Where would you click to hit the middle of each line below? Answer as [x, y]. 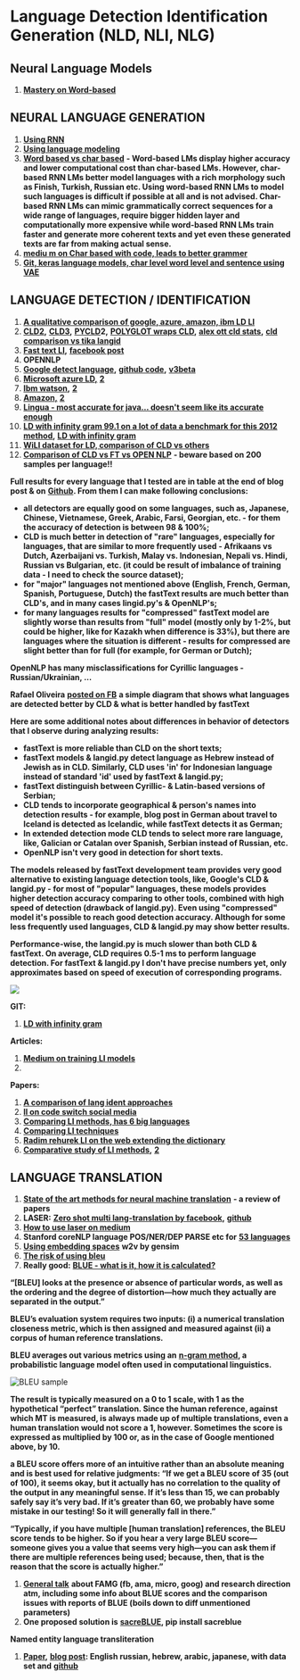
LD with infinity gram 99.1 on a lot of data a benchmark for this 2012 [150, 426]
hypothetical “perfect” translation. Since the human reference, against [144, 1409]
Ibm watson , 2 [50, 388]
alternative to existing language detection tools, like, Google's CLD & [140, 879]
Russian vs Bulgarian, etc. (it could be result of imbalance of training [152, 565]
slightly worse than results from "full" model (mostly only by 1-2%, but [157, 621]
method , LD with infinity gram [79, 436]
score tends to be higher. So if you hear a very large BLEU [118, 1538]
